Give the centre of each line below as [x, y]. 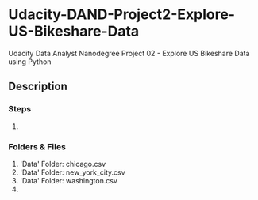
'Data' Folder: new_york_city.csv [72, 172]
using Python [30, 62]
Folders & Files [37, 146]
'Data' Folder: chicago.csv [63, 164]
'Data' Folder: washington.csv [68, 180]
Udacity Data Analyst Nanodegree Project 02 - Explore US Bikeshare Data [129, 53]
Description [38, 87]
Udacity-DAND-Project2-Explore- [122, 15]
